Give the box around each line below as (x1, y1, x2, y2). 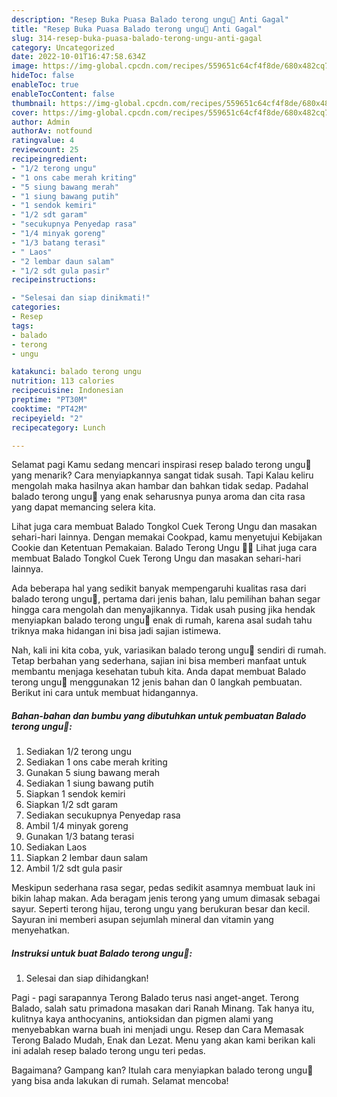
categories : (11, 302, 61, 313)
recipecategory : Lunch (11, 422, 106, 433)
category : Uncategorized (11, 42, 115, 53)
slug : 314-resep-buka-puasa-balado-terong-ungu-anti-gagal (11, 33, 263, 43)
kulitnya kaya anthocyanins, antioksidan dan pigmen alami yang (11, 1013, 274, 1025)
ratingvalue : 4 (11, 136, 75, 146)
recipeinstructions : (11, 275, 98, 285)
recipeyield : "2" (11, 413, 84, 423)
